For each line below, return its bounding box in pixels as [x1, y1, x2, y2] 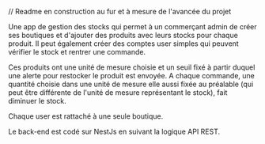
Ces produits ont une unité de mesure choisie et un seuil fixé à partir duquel [8, 63, 256, 72]
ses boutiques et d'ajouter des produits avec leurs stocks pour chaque [8, 31, 239, 40]
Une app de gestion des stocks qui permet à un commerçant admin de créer [8, 22, 257, 31]
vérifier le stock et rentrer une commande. [8, 47, 146, 56]
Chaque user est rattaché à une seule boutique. [8, 112, 164, 121]
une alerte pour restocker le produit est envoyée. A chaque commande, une [8, 71, 256, 80]
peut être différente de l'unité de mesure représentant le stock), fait [8, 88, 228, 97]
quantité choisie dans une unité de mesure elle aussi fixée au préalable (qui [8, 79, 254, 89]
